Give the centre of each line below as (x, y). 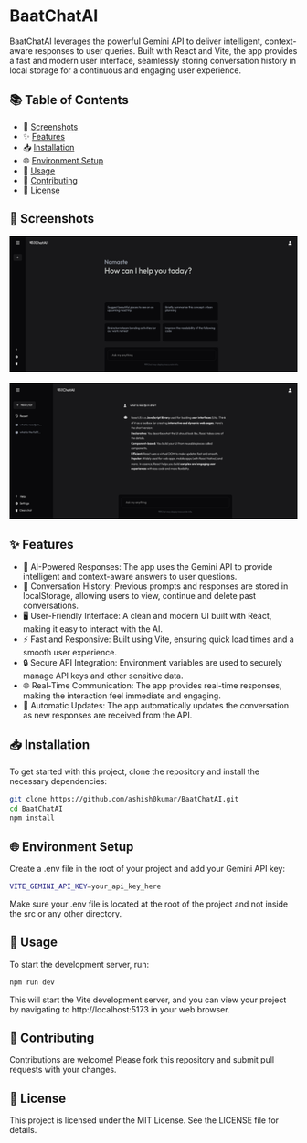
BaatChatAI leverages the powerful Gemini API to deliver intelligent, (136, 41)
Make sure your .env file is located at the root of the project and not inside (149, 904)
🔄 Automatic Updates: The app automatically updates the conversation (156, 705)
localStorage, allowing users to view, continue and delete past (139, 595)
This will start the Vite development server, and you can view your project (148, 1000)
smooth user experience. (69, 652)
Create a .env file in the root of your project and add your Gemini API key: (148, 869)
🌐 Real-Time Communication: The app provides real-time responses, (152, 685)
